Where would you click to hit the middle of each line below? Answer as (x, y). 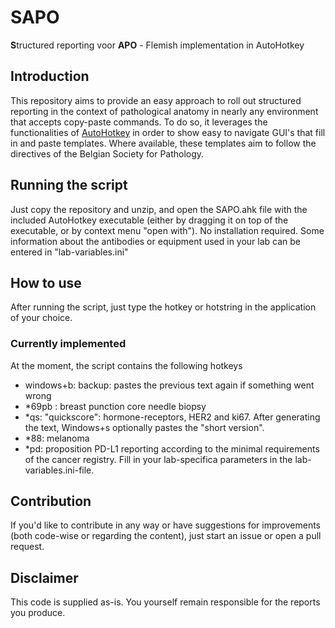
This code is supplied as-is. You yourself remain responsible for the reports (165, 602)
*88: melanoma (57, 438)
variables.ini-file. (59, 470)
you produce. (38, 613)
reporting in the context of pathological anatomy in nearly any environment (164, 111)
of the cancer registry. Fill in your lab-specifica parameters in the (158, 459)
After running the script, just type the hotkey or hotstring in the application (163, 307)
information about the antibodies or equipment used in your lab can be (156, 241)
